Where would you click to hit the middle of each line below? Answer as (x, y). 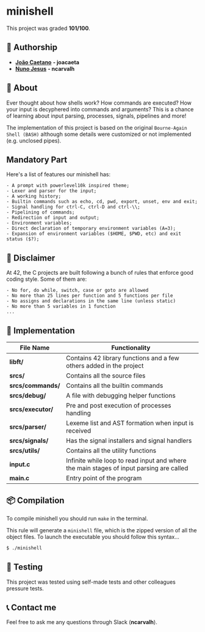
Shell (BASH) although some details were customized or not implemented (99, 134)
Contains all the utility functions (111, 451)
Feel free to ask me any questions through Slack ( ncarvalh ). (82, 622)
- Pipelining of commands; (41, 212)
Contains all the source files (106, 376)
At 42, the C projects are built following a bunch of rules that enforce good (100, 273)
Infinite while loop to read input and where (127, 460)
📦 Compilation (35, 501)
